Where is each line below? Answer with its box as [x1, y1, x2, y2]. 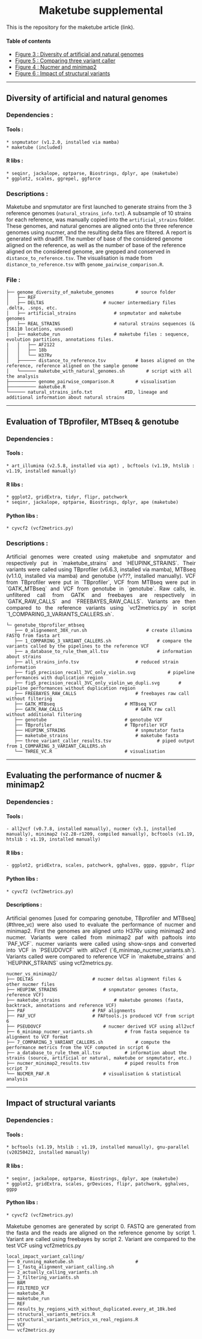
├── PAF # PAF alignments [6, 1008, 136, 1014]
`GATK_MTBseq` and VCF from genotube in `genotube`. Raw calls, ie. [6, 584, 196, 592]
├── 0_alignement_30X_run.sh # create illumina [14, 627, 192, 633]
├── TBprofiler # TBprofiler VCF [14, 722, 168, 728]
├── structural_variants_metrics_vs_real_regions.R [6, 1316, 138, 1323]
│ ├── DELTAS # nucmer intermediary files [6, 300, 176, 306]
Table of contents [6, 37, 51, 44]
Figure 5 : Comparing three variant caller [14, 57, 116, 64]
